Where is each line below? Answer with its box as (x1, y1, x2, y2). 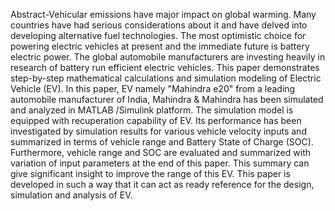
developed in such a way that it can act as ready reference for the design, (10, 179, 315, 190)
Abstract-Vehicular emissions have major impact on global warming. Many (10, 9, 317, 20)
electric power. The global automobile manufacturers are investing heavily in (10, 51, 326, 63)
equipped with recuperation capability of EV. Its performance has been (10, 115, 302, 126)
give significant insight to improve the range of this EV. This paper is (10, 168, 291, 179)
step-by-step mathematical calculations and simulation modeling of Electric (10, 72, 322, 84)
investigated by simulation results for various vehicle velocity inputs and (10, 125, 307, 137)
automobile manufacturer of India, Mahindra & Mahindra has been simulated (10, 94, 324, 105)
